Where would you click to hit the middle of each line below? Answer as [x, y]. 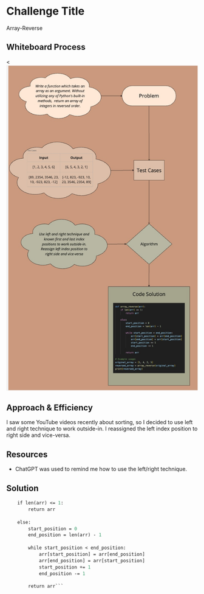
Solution [22, 488]
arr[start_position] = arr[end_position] [92, 554]
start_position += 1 [65, 567]
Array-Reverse [25, 28]
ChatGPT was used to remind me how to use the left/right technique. [101, 469]
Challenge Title [46, 11]
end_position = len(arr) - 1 [65, 535]
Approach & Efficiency [49, 408]
